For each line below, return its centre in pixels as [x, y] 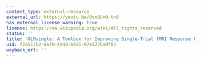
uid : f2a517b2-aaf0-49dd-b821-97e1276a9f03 [61, 45]
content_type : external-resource [48, 12]
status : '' [20, 34]
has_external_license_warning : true [52, 22]
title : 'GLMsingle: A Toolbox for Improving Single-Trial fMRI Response [99, 39]
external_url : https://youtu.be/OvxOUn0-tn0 [63, 17]
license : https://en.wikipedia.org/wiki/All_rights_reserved [84, 28]
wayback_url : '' [26, 50]
